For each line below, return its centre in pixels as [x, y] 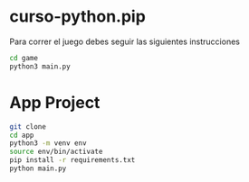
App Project [55, 102]
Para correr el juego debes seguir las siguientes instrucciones [124, 41]
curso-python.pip [78, 17]
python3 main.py [40, 66]
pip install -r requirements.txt [72, 160]
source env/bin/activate [56, 152]
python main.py [38, 168]
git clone [28, 127]
